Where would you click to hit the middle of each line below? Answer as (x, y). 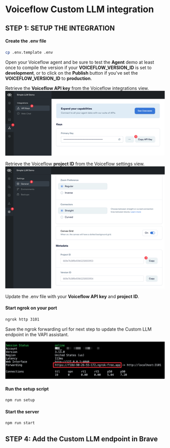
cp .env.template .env (29, 52)
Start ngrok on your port (31, 308)
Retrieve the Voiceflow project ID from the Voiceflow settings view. (75, 164)
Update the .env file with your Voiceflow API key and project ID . (72, 296)
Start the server (22, 411)
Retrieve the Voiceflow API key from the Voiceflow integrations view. (77, 88)
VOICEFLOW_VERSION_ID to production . (49, 78)
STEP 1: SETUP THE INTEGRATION (60, 28)
